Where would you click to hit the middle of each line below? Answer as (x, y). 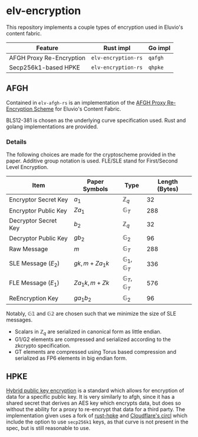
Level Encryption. (27, 167)
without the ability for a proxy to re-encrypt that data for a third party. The (96, 409)
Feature (47, 48)
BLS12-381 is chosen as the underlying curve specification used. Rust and (96, 120)
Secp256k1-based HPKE (45, 67)
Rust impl (117, 48)
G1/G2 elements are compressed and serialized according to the (93, 339)
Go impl (159, 48)
